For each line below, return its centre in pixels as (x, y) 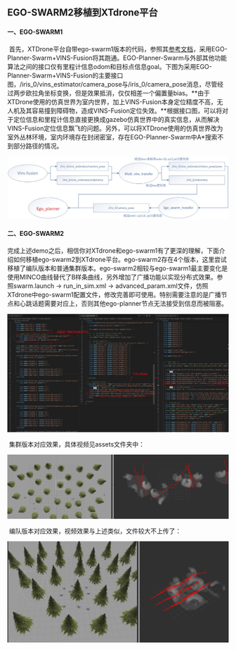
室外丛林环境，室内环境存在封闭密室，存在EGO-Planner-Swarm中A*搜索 (112, 137)
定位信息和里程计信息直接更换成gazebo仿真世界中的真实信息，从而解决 (116, 119)
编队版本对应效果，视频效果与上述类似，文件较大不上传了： (95, 531)
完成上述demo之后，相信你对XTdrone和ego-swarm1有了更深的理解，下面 (113, 251)
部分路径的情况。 (38, 146)
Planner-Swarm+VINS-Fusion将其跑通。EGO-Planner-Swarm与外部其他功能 (117, 58)
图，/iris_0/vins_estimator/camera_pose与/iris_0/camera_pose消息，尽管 (112, 84)
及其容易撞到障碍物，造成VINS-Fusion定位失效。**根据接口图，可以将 (121, 111)
